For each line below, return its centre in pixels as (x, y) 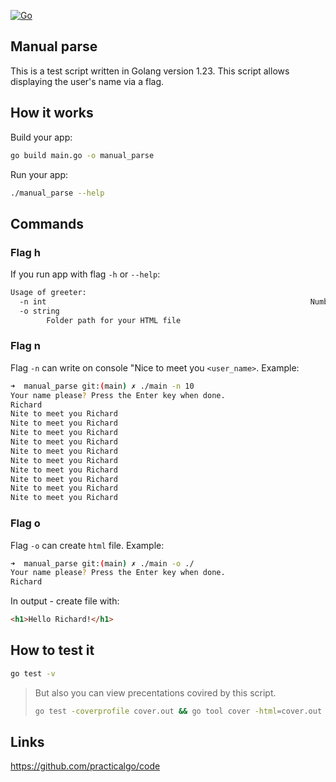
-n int (33, 301)
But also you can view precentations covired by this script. (155, 692)
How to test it (52, 650)
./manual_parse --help (57, 193)
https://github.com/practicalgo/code (85, 766)
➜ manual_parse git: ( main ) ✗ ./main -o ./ (102, 563)
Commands (47, 223)
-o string (39, 311)
